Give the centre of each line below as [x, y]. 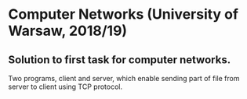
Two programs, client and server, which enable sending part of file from [124, 78]
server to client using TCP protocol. [65, 87]
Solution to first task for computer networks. [120, 60]
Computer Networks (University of [123, 14]
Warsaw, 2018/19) [68, 31]
